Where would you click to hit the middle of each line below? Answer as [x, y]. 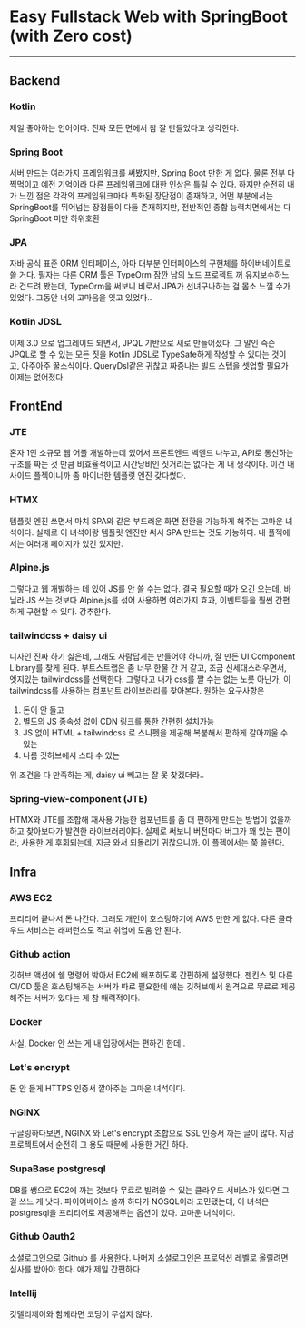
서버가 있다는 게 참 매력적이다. [87, 998]
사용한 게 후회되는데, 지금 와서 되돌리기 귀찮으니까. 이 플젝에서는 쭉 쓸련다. [153, 843]
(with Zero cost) [71, 36]
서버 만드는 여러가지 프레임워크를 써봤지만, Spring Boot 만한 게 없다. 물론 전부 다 [152, 172]
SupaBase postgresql [58, 1169]
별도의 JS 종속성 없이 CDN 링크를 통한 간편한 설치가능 [118, 722]
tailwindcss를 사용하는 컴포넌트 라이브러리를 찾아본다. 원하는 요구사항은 [137, 691]
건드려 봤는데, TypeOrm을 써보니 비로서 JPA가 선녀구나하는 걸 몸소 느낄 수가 [154, 286]
